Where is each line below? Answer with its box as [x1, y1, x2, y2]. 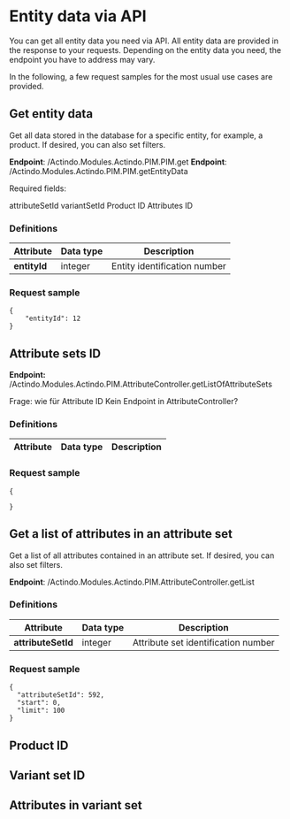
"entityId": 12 [25, 314, 81, 324]
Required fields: [9, 183, 67, 194]
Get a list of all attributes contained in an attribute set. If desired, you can [9, 550, 275, 561]
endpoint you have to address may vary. [9, 54, 156, 65]
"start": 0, [17, 699, 62, 708]
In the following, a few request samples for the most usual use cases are [9, 71, 273, 81]
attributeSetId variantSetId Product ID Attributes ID [9, 200, 193, 210]
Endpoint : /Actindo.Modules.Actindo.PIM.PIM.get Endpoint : [9, 157, 227, 167]
